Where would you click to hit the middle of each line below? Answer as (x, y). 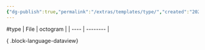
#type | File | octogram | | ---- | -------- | (58, 29)
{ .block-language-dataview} (42, 40)
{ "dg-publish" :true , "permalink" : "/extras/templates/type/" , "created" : (98, 12)
